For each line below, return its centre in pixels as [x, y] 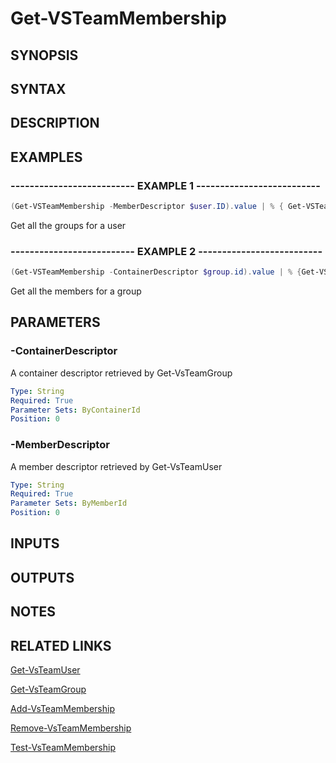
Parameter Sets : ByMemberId [69, 503]
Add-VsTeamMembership [62, 709]
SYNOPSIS [44, 55]
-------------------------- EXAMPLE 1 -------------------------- [165, 185]
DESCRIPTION [55, 123]
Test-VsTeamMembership [63, 748]
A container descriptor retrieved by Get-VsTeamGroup [121, 373]
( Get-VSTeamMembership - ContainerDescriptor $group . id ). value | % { [156, 272]
